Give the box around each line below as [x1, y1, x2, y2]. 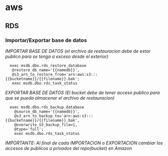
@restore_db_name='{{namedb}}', [12, 67, 80, 72]
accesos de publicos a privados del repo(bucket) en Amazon [5, 145, 132, 151]
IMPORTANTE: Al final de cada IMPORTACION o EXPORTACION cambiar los [5, 140, 163, 146]
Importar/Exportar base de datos [5, 37, 87, 44]
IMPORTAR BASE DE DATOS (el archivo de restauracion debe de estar [5, 48, 151, 54]
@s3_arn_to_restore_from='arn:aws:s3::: [12, 72, 98, 77]
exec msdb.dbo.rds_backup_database [10, 105, 85, 110]
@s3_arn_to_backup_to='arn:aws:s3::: [14, 113, 94, 118]
